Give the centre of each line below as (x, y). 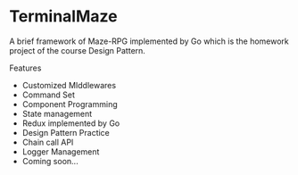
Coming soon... (50, 161)
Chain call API (48, 142)
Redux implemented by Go (71, 123)
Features (25, 68)
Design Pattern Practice (66, 132)
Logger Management (61, 151)
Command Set (49, 95)
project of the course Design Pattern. (77, 50)
